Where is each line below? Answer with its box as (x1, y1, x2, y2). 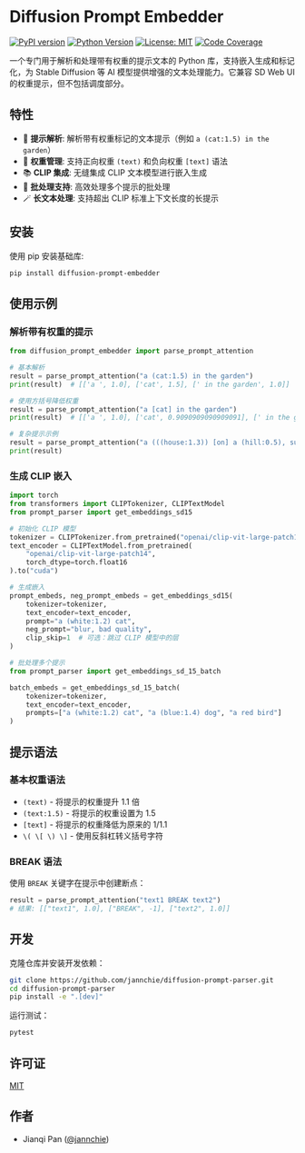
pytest (9, 1029, 34, 1038)
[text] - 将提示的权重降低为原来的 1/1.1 (22, 819, 168, 830)
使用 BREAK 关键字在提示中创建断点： (9, 878, 146, 889)
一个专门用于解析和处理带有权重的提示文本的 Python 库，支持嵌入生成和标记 (9, 55, 295, 65)
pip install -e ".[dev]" (9, 992, 103, 1001)
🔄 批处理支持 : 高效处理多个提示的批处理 (22, 181, 171, 192)
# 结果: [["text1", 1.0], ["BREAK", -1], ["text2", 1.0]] (9, 904, 231, 914)
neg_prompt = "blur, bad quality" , (25, 625, 152, 634)
